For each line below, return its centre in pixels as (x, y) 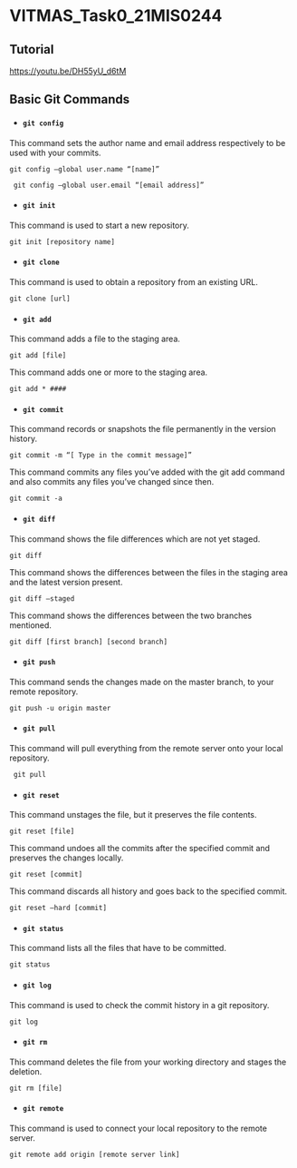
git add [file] (38, 356)
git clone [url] (40, 299)
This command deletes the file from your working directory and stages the (148, 1062)
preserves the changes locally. (67, 858)
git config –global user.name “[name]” (85, 169)
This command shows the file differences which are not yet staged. (135, 539)
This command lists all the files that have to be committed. (118, 948)
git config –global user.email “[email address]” (109, 185)
